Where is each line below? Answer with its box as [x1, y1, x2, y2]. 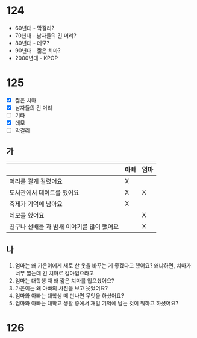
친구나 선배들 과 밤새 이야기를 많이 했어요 [9, 222, 119, 231]
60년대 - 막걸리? [14, 24, 55, 31]
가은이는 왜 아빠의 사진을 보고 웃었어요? [14, 284, 108, 292]
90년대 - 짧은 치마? [14, 46, 61, 54]
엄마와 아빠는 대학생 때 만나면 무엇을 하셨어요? [14, 292, 125, 299]
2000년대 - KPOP [14, 54, 58, 61]
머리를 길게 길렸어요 [9, 177, 63, 186]
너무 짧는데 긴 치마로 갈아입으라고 [14, 269, 95, 277]
